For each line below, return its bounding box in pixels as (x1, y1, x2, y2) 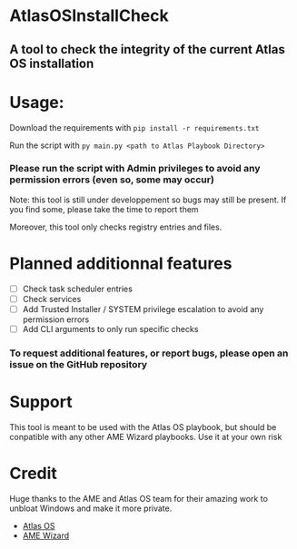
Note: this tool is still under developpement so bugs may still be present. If (9, 194, 287, 205)
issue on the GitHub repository (9, 358, 148, 370)
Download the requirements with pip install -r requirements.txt (9, 122, 260, 132)
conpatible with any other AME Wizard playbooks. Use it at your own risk (9, 431, 282, 442)
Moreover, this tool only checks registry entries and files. (9, 221, 223, 232)
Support (9, 392, 73, 413)
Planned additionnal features (9, 253, 233, 273)
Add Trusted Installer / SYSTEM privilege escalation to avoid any (22, 303, 264, 314)
